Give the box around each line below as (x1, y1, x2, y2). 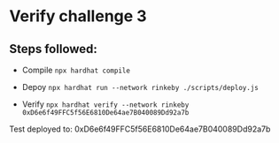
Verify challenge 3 (9, 6, 148, 26)
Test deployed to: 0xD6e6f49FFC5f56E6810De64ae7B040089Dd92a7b (9, 124, 271, 134)
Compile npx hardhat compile (21, 64, 131, 75)
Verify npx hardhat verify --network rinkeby (21, 99, 190, 109)
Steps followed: (9, 41, 97, 56)
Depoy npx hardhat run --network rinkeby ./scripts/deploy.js (21, 82, 259, 92)
